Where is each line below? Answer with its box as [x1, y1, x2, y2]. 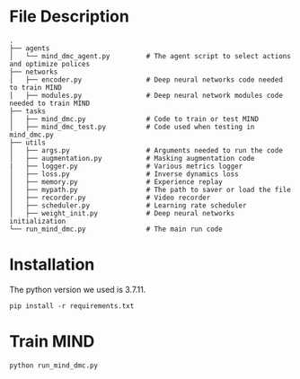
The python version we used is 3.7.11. [9, 284, 146, 295]
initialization [9, 216, 66, 225]
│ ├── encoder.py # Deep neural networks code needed [9, 75, 283, 84]
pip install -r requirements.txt [9, 301, 135, 311]
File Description [9, 6, 130, 27]
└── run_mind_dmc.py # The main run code [9, 225, 223, 234]
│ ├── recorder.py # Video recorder [9, 193, 211, 202]
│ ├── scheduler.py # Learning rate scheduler [9, 200, 247, 210]
